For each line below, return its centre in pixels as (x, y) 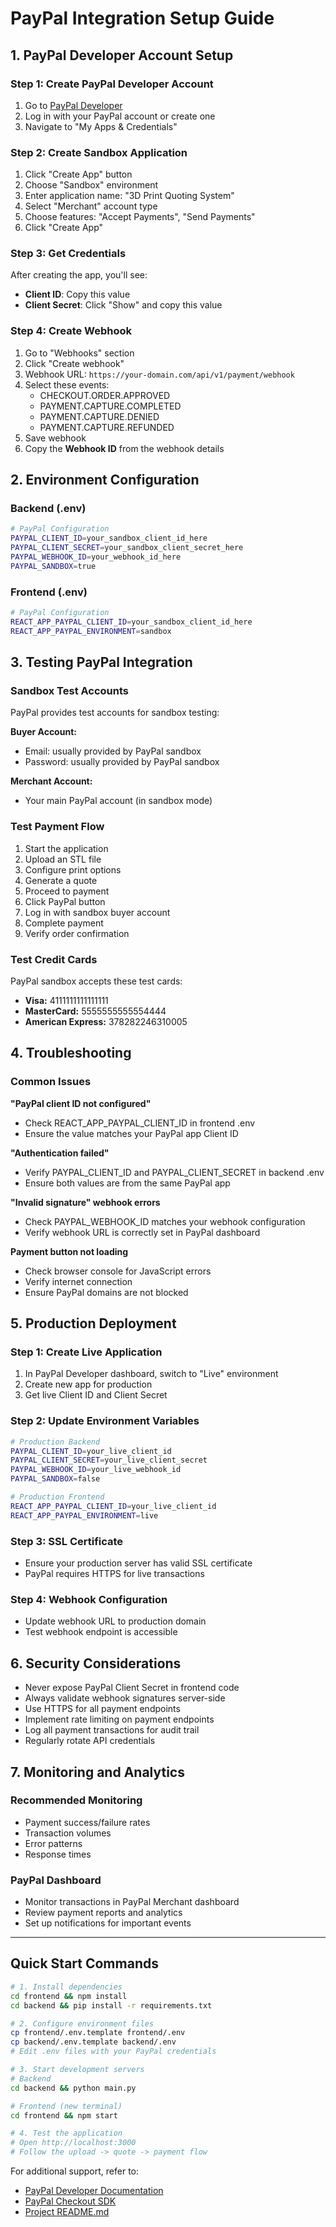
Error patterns (53, 1843)
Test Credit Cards (54, 959)
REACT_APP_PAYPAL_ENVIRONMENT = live (84, 1515)
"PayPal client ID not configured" (81, 1103)
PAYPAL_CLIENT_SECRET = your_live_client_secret (109, 1460)
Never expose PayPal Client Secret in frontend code (132, 1688)
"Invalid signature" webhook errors (85, 1202)
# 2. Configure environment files (82, 2023)
